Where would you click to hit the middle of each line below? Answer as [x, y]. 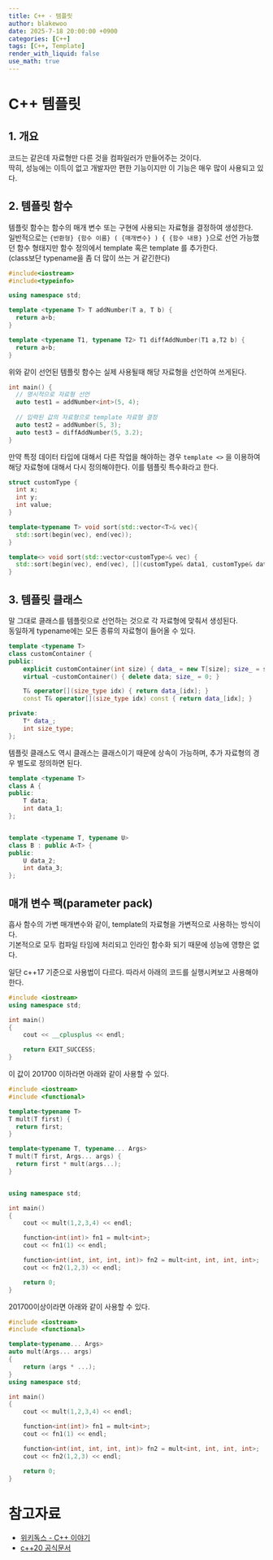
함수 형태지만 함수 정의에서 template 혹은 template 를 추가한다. [117, 247]
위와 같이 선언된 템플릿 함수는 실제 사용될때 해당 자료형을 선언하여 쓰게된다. [128, 372]
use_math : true [34, 62]
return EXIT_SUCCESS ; [59, 1050]
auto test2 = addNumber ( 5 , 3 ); [69, 425]
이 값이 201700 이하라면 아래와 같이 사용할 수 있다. [89, 1074]
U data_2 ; [40, 861]
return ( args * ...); [59, 1367]
